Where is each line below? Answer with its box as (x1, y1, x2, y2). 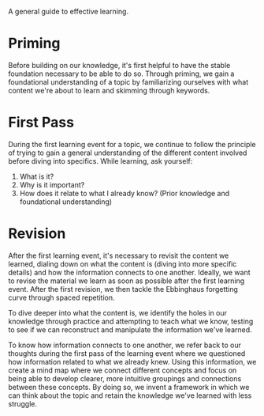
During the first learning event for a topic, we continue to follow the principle (8, 139, 256, 149)
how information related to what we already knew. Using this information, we (8, 357, 257, 366)
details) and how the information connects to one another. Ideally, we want (8, 267, 251, 277)
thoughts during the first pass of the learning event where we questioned (8, 348, 246, 358)
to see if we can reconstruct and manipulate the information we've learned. (8, 324, 252, 335)
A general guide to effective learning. (8, 7, 128, 16)
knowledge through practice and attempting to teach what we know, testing (8, 316, 254, 326)
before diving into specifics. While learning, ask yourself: (8, 156, 193, 165)
